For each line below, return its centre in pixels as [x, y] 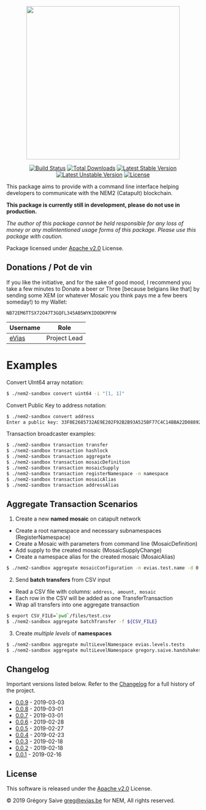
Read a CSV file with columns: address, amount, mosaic [86, 592]
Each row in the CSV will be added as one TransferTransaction [94, 598]
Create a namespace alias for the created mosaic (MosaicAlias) [95, 557]
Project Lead [64, 338]
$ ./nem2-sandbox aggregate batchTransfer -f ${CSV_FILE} [82, 621]
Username [25, 327]
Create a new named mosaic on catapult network [78, 519]
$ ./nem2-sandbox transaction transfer [57, 445]
